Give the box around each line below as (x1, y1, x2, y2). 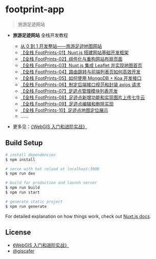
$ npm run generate (5, 204, 47, 209)
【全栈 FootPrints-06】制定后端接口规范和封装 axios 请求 (20, 81, 141, 88)
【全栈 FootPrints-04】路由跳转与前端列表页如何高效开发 (20, 68, 141, 75)
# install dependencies (5, 152, 56, 157)
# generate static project (5, 199, 63, 204)
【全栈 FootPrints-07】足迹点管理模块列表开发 (20, 88, 118, 94)
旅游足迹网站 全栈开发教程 (12, 32, 68, 38)
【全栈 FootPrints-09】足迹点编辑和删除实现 (20, 101, 114, 107)
